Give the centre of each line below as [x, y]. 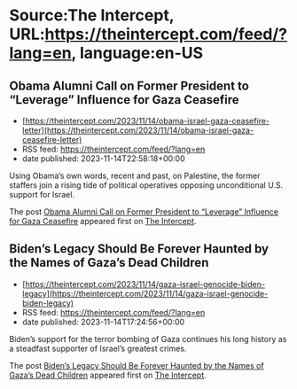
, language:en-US [137, 53]
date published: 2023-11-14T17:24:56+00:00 [103, 322]
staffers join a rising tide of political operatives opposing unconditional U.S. [146, 185]
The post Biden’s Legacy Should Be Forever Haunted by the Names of [137, 365]
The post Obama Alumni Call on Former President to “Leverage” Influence [144, 212]
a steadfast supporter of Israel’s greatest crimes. [98, 348]
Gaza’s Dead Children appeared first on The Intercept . [108, 375]
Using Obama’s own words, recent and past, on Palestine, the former [135, 175]
